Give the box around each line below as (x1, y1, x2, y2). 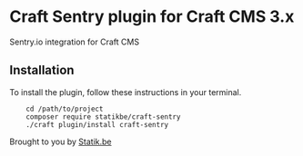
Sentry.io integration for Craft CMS (9, 36, 139, 47)
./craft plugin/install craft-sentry (25, 120, 169, 129)
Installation (9, 63, 75, 78)
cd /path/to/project (25, 104, 104, 113)
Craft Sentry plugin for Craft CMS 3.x (9, 6, 295, 27)
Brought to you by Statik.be (9, 136, 112, 147)
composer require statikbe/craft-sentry (25, 112, 181, 122)
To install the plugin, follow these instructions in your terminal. (9, 86, 242, 97)
